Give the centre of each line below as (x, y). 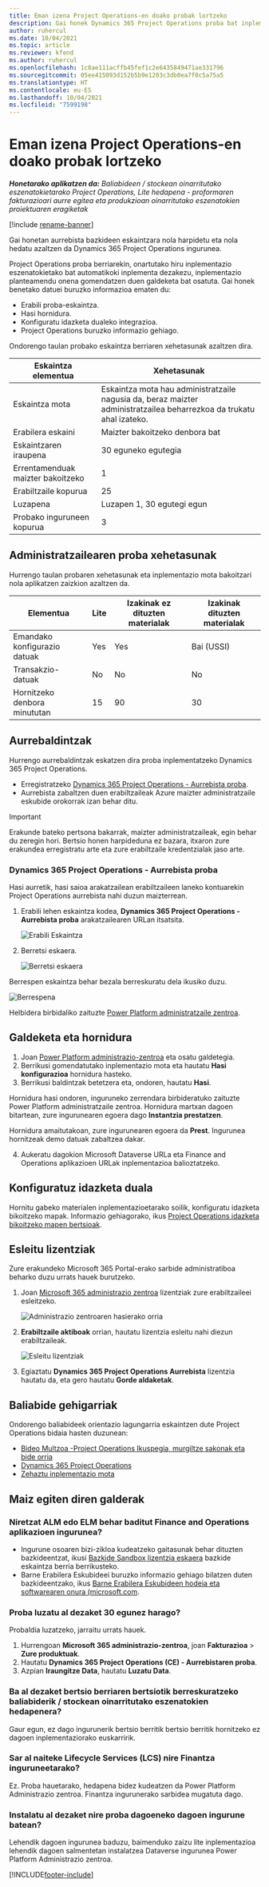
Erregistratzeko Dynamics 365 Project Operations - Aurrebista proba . (134, 784)
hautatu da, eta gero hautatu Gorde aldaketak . (97, 1380)
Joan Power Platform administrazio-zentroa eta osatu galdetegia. (128, 1057)
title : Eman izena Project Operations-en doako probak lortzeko (118, 16)
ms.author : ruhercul (44, 61)
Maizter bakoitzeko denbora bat (161, 433)
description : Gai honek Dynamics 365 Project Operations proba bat (124, 23)
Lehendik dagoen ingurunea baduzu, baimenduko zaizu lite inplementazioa (133, 1842)
